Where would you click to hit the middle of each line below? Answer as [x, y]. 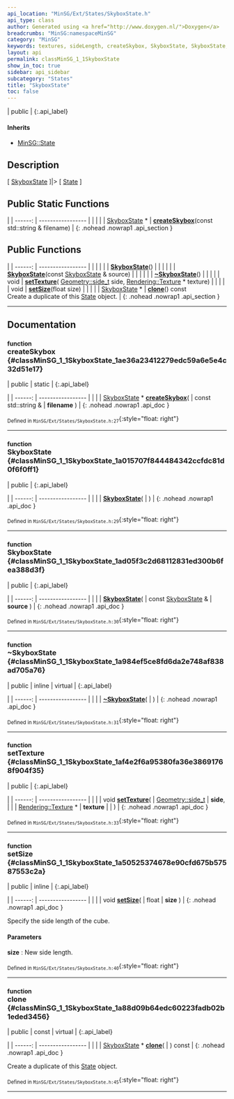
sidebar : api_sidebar [39, 72]
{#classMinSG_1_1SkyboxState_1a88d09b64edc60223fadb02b [116, 1008]
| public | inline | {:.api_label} [48, 886]
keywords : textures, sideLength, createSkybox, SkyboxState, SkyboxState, [118, 46]
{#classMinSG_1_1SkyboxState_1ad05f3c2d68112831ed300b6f [116, 561]
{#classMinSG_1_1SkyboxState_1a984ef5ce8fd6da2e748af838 [116, 662]
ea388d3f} [26, 570]
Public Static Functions [58, 204]
